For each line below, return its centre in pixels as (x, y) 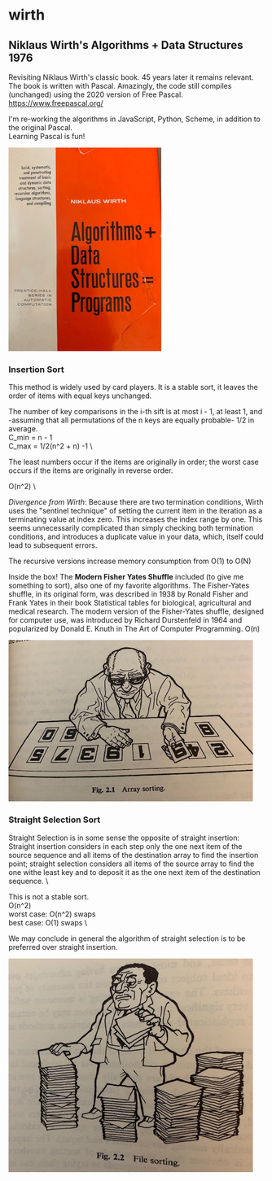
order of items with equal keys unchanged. (80, 396)
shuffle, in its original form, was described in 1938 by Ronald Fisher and (128, 594)
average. (23, 429)
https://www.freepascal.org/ (56, 103)
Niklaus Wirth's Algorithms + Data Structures (126, 45)
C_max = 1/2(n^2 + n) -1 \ (50, 446)
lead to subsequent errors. (53, 545)
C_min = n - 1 (31, 438)
